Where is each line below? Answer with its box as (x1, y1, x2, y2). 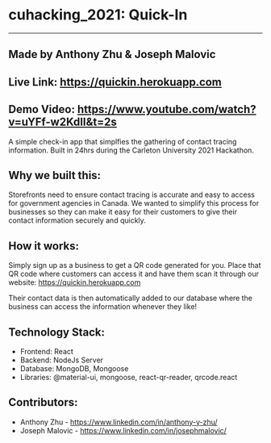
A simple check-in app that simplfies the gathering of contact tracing (8, 136, 237, 146)
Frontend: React (19, 346, 74, 356)
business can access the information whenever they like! (8, 302, 198, 311)
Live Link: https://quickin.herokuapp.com (8, 75, 222, 89)
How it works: (8, 239, 79, 253)
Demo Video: (8, 102, 75, 116)
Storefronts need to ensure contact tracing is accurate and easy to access (8, 190, 256, 199)
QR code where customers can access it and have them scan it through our (8, 269, 260, 279)
